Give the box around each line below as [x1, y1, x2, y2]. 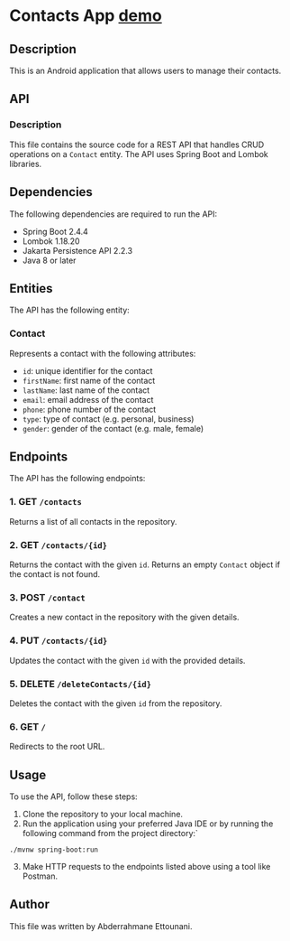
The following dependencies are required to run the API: [9, 209, 218, 219]
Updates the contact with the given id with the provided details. [9, 655, 246, 666]
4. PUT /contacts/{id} [9, 634, 108, 647]
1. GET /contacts [9, 496, 83, 508]
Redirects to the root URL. [9, 741, 105, 752]
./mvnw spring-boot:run [9, 845, 99, 854]
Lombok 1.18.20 [22, 236, 80, 247]
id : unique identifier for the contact [22, 365, 153, 376]
